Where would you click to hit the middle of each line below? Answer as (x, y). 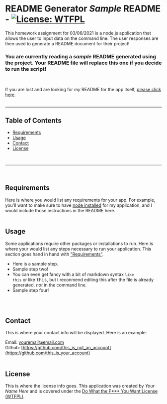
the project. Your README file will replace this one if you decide (83, 63)
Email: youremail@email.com (35, 342)
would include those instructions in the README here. (60, 210)
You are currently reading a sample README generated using (81, 56)
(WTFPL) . (15, 397)
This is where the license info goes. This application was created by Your (80, 386)
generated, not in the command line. (49, 285)
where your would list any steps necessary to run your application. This (78, 249)
